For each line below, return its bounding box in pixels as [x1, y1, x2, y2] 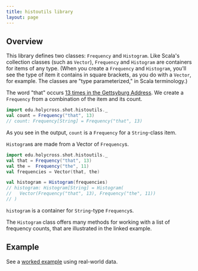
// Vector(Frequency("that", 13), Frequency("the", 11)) [6, 190, 156, 197]
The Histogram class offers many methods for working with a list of [6, 218, 170, 226]
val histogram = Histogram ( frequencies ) [6, 180, 109, 186]
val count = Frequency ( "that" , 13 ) [6, 113, 95, 119]
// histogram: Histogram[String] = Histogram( [6, 185, 124, 191]
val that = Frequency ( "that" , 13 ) [6, 158, 92, 164]
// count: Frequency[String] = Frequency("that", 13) [6, 118, 143, 124]
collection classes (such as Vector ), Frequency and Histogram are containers [6, 58, 192, 66]
